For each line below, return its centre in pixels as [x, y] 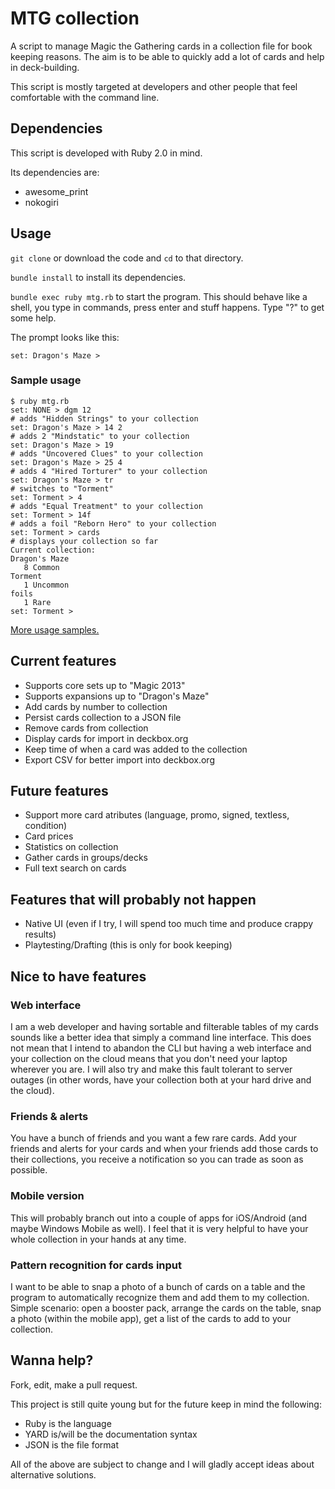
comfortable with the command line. [85, 97]
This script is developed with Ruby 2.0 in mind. [106, 153]
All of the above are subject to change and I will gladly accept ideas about [162, 1464]
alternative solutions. [53, 1474]
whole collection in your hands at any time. [98, 1239]
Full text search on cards [75, 868]
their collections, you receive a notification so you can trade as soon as [157, 1159]
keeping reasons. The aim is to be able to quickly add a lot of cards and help [167, 56]
